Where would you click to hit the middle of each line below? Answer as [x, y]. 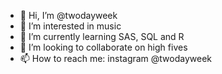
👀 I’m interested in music [70, 26]
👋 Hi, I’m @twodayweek [68, 15]
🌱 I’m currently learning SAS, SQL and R [102, 36]
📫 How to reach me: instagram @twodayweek [116, 58]
